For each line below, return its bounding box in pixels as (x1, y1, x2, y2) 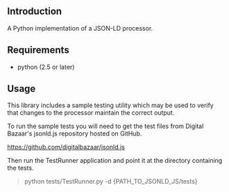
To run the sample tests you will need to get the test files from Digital (7, 122, 204, 131)
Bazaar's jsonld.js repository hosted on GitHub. (7, 129, 142, 138)
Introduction (7, 6, 62, 17)
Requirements (7, 45, 69, 56)
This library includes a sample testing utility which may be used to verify (7, 101, 214, 110)
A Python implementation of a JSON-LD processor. (7, 24, 153, 32)
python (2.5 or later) (17, 63, 75, 71)
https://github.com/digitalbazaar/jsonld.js (7, 143, 125, 152)
